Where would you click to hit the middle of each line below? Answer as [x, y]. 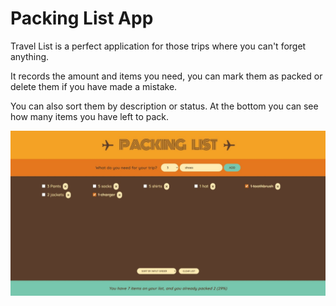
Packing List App [82, 18]
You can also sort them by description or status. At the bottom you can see [164, 106]
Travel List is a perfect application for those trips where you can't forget [158, 46]
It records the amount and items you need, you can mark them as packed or [166, 76]
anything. [30, 56]
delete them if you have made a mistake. [94, 86]
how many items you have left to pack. [90, 116]
